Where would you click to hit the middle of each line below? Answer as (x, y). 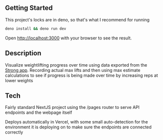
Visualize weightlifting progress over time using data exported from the (76, 65)
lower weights (19, 80)
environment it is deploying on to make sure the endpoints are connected (78, 127)
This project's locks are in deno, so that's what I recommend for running (77, 19)
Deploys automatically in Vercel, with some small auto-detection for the (77, 122)
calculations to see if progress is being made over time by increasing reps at (81, 75)
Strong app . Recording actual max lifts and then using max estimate (73, 70)
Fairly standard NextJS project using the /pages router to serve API (72, 107)
